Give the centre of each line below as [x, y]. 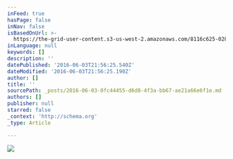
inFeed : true [26, 13]
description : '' [31, 59]
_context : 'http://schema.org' [52, 116]
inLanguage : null [32, 46]
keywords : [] [26, 53]
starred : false [29, 110]
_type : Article [29, 123]
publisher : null [31, 104]
